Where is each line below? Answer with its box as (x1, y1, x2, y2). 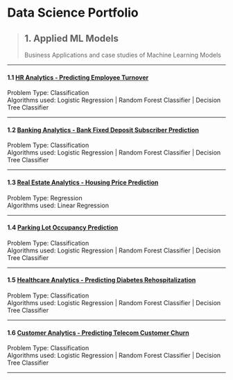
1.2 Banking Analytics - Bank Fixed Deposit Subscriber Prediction (7, 126, 200, 134)
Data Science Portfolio (7, 5, 139, 21)
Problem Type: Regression (7, 193, 83, 202)
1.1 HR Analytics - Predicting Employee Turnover (7, 73, 149, 81)
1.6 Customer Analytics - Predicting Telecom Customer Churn (7, 328, 189, 337)
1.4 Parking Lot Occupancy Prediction (7, 223, 119, 232)
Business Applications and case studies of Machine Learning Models (24, 51, 222, 59)
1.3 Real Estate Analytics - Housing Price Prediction (7, 178, 159, 187)
